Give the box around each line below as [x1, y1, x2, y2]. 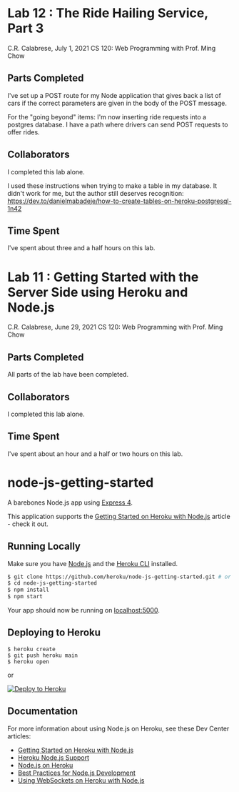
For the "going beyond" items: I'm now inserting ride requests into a [7, 112, 207, 121]
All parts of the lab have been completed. [7, 370, 129, 379]
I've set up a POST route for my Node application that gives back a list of [7, 91, 221, 99]
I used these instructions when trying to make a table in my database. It [7, 181, 218, 190]
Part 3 [7, 20, 44, 36]
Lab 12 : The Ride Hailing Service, [7, 5, 208, 21]
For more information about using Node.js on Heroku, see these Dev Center [7, 724, 230, 733]
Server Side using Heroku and [7, 284, 188, 300]
